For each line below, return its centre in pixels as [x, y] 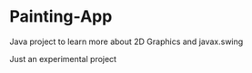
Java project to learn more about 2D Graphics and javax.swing [126, 41]
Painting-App [61, 17]
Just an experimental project [63, 59]
